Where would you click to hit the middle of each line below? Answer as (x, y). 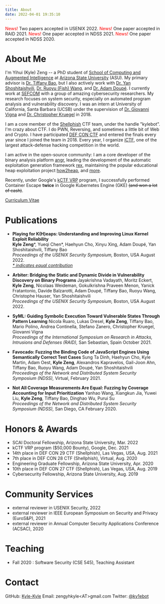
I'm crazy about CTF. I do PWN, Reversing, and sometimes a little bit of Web (82, 130)
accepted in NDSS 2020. (30, 39)
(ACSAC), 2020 (28, 529)
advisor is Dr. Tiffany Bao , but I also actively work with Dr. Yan (68, 83)
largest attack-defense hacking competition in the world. (63, 145)
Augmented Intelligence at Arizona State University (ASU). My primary (76, 78)
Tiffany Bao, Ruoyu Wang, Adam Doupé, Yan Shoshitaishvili (72, 368)
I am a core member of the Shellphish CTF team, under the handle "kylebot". (83, 124)
